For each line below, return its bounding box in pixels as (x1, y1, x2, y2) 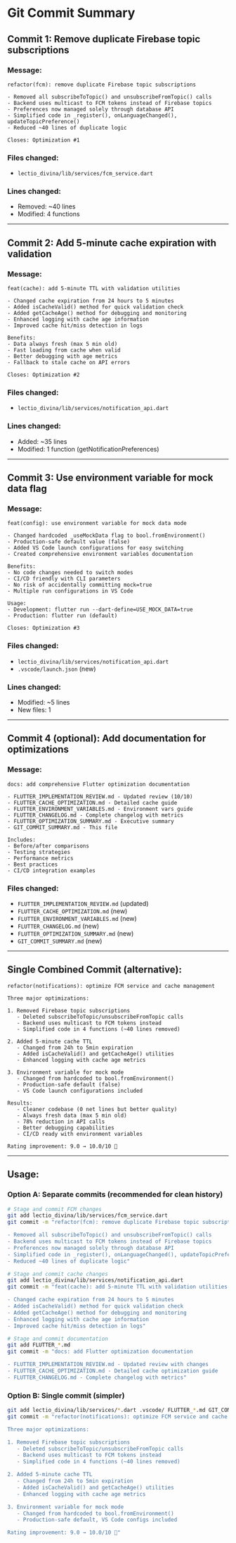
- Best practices (7, 861, 58, 868)
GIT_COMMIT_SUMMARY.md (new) (17, 937, 103, 946)
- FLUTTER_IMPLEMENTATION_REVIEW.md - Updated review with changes (7, 1361, 209, 1368)
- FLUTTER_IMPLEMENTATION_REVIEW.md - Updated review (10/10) (7, 793, 193, 800)
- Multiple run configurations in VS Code (7, 588, 133, 595)
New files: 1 (17, 706, 51, 714)
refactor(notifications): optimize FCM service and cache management (7, 982, 216, 989)
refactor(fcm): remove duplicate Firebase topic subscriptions (7, 81, 197, 88)
